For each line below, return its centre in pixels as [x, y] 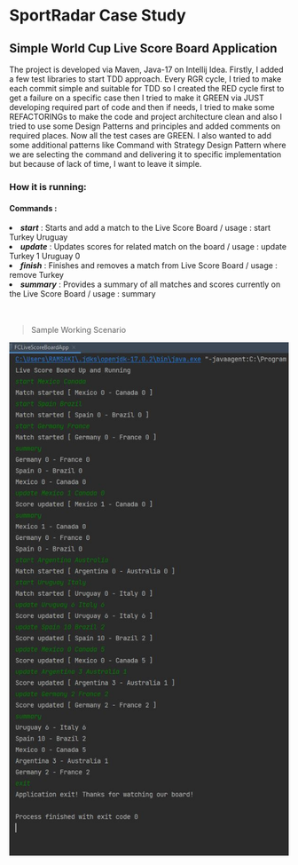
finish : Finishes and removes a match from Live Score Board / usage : [149, 266]
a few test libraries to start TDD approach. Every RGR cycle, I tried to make [145, 79]
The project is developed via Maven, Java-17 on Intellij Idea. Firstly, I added [146, 69]
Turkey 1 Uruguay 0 [45, 256]
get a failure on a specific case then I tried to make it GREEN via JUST [137, 98]
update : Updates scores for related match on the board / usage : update [153, 247]
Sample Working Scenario [78, 330]
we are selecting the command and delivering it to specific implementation [145, 155]
